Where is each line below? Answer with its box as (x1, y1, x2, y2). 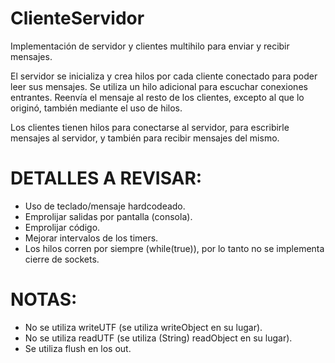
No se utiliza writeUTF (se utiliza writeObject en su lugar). (24, 321, 263, 333)
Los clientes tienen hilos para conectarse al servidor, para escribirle (10, 121, 290, 133)
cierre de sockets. (24, 253, 100, 265)
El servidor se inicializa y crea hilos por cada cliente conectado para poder (10, 70, 318, 82)
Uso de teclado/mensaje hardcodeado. (24, 200, 186, 212)
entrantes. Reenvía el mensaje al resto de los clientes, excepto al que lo (10, 91, 305, 103)
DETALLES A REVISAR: (10, 167, 203, 190)
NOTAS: (10, 288, 78, 311)
